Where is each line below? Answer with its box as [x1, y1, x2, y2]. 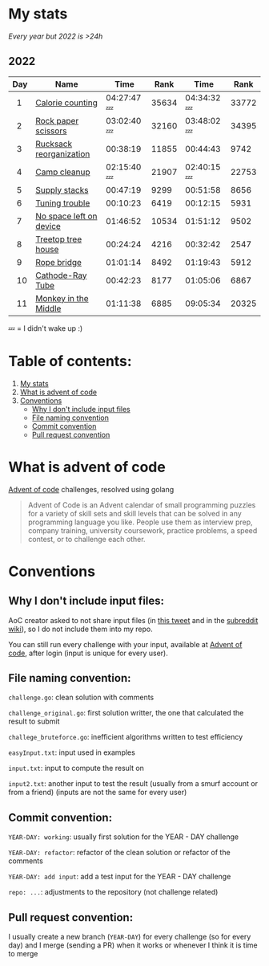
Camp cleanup [35, 166, 90, 177]
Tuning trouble [35, 198, 90, 209]
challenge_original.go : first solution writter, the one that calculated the [8, 708, 244, 718]
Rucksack [35, 138, 73, 149]
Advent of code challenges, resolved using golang [8, 484, 175, 494]
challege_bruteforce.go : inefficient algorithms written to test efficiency [8, 732, 243, 742]
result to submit [8, 716, 60, 727]
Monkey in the [35, 292, 90, 304]
